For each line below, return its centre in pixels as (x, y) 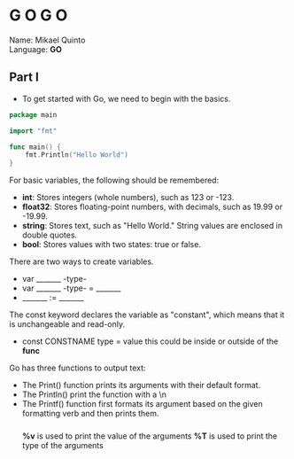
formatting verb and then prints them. (90, 414)
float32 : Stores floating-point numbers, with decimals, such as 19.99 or (152, 207)
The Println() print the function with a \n (94, 394)
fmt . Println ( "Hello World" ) (77, 155)
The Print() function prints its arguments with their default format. (141, 385)
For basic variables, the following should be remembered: (114, 180)
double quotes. (50, 235)
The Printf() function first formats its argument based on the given (142, 404)
